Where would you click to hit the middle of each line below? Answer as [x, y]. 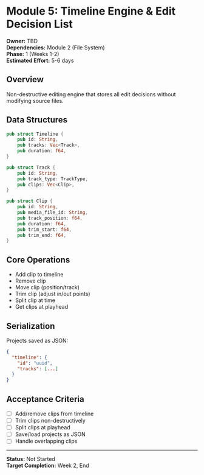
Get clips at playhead [42, 307]
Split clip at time [35, 300]
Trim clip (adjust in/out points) [53, 294]
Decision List [39, 24]
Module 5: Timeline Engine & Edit [91, 11]
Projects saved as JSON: [37, 340]
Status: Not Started [31, 459]
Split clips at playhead [43, 427]
